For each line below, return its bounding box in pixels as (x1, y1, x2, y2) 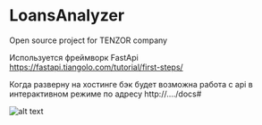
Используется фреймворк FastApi (9, 52, 139, 62)
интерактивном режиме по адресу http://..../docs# (9, 88, 202, 99)
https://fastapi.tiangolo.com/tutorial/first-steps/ (9, 62, 183, 72)
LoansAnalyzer (9, 5, 125, 26)
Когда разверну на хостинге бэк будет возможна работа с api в (9, 79, 253, 89)
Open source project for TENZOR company (9, 35, 168, 46)
